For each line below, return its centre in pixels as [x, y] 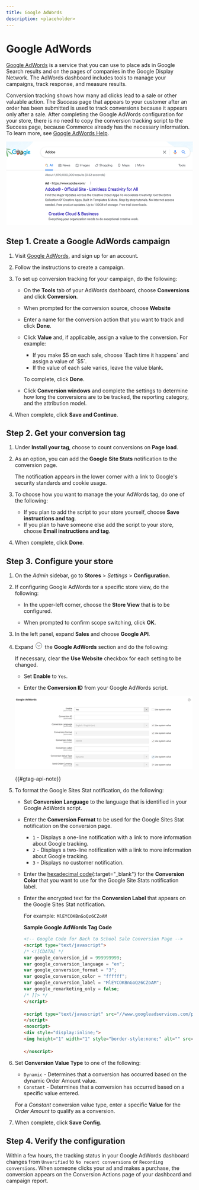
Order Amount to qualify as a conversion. [65, 1111]
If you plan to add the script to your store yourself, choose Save [101, 512]
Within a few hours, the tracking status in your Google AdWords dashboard [98, 1155]
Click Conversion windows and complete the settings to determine [106, 391]
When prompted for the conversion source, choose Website [97, 308]
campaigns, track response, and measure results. [67, 84]
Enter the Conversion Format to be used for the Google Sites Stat [104, 820]
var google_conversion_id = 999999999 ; [73, 958]
